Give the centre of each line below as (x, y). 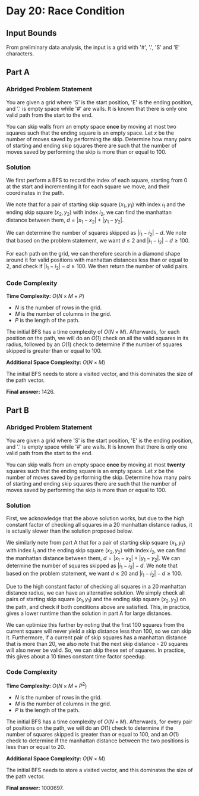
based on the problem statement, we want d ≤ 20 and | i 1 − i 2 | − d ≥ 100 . (94, 574)
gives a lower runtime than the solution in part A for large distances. (89, 613)
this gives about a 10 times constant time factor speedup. (76, 656)
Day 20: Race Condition (66, 11)
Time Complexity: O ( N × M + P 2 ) (47, 685)
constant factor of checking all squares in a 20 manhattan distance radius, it (99, 525)
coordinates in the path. (35, 192)
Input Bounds (31, 33)
